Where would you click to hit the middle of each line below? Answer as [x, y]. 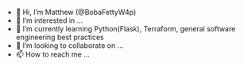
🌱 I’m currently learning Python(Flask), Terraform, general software [126, 29]
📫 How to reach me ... [52, 54]
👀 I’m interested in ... [49, 20]
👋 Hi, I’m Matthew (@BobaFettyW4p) [76, 12]
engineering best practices [60, 37]
